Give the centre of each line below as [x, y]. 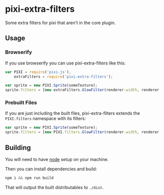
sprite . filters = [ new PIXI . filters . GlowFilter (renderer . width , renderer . [83, 132]
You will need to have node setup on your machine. [57, 159]
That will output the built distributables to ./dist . [55, 187]
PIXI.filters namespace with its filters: [45, 119]
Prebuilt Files [21, 103]
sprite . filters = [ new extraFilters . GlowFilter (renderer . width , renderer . [83, 90]
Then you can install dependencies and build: [51, 169]
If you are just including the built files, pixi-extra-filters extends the [72, 113]
